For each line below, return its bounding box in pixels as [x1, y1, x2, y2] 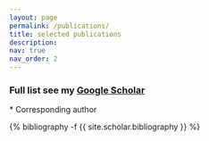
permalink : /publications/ [9, 21, 110, 30]
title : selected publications [9, 29, 122, 38]
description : [9, 37, 58, 47]
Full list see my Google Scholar [9, 84, 146, 96]
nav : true [9, 46, 46, 55]
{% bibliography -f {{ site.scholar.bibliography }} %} [9, 121, 201, 132]
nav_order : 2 [9, 54, 58, 63]
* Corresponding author [9, 104, 97, 115]
